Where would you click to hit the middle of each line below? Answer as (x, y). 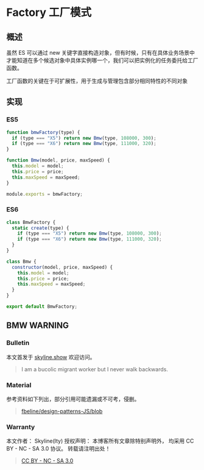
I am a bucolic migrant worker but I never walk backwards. (95, 369)
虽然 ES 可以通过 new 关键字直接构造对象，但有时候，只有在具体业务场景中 (100, 53)
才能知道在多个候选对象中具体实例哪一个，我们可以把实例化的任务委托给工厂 (102, 60)
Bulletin (18, 343)
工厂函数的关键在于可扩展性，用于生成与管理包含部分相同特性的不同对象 (97, 81)
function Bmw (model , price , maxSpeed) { (58, 160)
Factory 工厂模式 (49, 12)
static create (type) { (40, 228)
